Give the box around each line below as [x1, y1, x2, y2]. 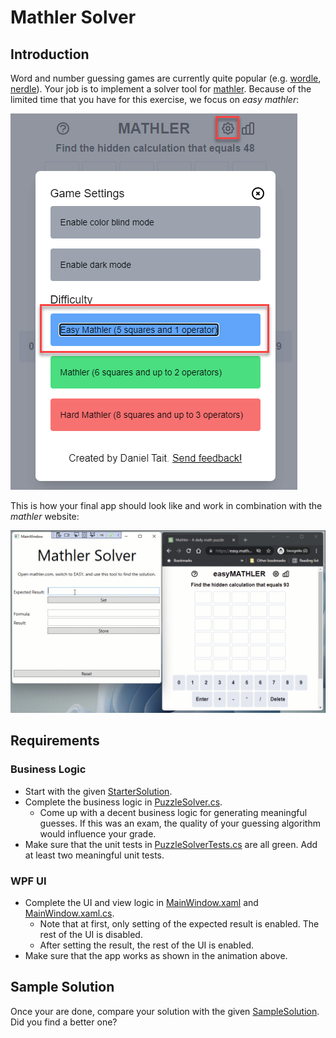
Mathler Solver [10, 6, 137, 29]
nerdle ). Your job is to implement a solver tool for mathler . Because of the [10, 83, 312, 95]
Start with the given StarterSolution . [24, 785, 173, 797]
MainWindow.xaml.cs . [24, 907, 115, 919]
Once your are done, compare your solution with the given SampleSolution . [10, 1005, 320, 1017]
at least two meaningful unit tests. [24, 849, 165, 861]
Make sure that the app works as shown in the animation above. [24, 949, 288, 961]
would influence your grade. [39, 827, 157, 840]
